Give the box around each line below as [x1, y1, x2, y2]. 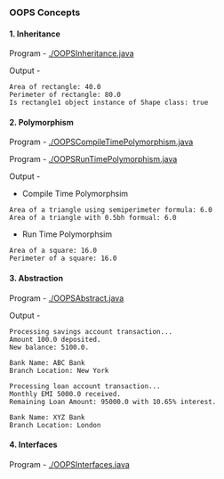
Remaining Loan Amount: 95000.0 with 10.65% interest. [9, 397, 217, 406]
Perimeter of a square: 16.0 [9, 254, 117, 264]
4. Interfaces [9, 439, 58, 451]
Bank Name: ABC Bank [9, 358, 86, 367]
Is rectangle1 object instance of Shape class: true [9, 98, 209, 108]
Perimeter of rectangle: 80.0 [9, 91, 122, 100]
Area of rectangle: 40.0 [9, 83, 101, 92]
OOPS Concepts [9, 6, 81, 19]
